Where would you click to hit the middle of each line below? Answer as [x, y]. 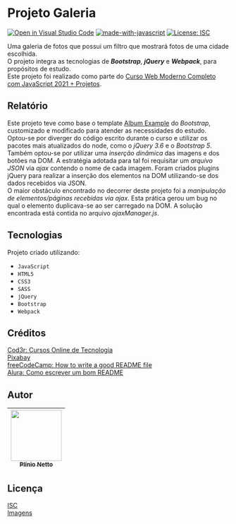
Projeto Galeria [52, 13]
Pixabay [19, 357]
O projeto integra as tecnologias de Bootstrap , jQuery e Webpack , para [112, 61]
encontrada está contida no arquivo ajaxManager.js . [83, 213]
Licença [25, 488]
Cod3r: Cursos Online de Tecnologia [60, 350]
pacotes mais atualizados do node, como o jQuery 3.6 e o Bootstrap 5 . [110, 145]
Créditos [27, 333]
